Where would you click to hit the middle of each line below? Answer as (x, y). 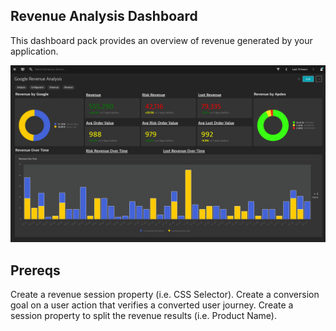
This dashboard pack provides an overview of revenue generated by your (161, 40)
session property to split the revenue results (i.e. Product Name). (143, 316)
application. (34, 51)
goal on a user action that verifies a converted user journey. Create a (152, 305)
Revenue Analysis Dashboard (104, 16)
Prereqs (35, 270)
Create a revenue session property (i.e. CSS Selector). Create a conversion (165, 295)
